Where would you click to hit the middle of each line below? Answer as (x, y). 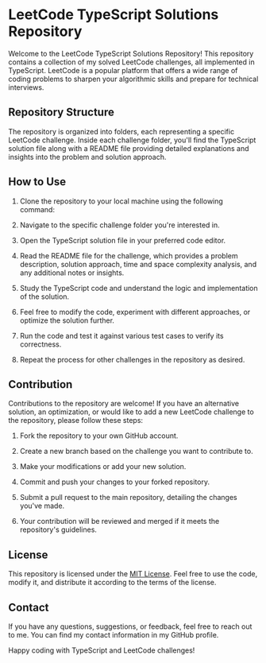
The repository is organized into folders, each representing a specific (121, 131)
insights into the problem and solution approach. (87, 157)
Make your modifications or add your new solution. (103, 467)
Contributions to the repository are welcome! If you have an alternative (124, 404)
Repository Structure (62, 112)
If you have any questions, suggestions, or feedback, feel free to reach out (130, 626)
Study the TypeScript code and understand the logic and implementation (139, 288)
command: (37, 209)
